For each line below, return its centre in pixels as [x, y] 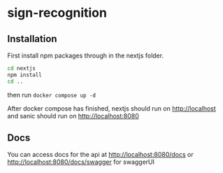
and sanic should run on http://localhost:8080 [73, 116]
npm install [24, 75]
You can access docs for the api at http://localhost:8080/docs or [100, 155]
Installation [32, 39]
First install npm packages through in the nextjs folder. [86, 55]
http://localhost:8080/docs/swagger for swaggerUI [81, 162]
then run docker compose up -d [52, 95]
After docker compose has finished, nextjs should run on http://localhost [112, 108]
